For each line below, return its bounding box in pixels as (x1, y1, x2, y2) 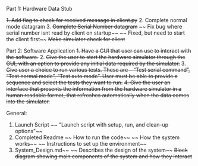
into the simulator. (6, 98, 51, 105)
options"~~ (14, 128, 43, 134)
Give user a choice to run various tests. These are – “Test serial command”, (6, 66, 190, 73)
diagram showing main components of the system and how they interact (14, 153, 192, 160)
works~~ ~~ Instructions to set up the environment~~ (14, 140, 147, 147)
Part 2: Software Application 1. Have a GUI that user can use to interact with (6, 47, 191, 54)
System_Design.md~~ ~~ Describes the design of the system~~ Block (14, 146, 188, 153)
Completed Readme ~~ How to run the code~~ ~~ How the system (14, 134, 180, 141)
